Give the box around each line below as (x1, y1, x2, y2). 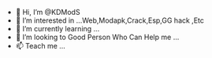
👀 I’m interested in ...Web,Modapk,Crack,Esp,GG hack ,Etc (15, 16, 205, 25)
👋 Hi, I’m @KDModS (15, 8, 80, 16)
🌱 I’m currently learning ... (15, 24, 100, 33)
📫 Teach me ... (15, 42, 65, 50)
